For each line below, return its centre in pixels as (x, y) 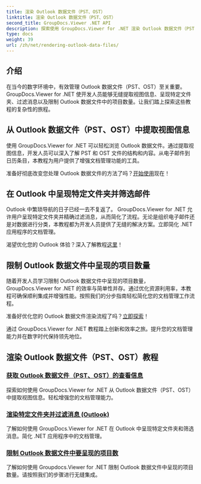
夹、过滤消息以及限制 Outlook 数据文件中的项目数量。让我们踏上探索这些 (96, 101)
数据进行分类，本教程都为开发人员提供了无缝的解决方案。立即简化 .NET (104, 224)
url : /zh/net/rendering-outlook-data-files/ (63, 46)
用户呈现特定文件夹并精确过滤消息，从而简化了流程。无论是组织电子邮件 (100, 217)
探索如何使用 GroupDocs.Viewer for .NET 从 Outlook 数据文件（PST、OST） (100, 390)
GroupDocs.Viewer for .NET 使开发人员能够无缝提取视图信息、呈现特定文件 (99, 94)
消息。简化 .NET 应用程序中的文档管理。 (56, 436)
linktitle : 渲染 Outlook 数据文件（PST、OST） (61, 17)
